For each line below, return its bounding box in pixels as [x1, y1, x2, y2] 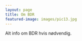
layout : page [5, 7, 32, 12]
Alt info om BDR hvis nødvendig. [5, 30, 71, 36]
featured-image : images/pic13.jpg [5, 16, 77, 21]
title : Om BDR [5, 12, 35, 17]
